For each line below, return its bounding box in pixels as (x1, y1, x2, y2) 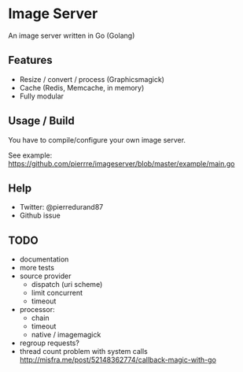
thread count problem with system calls (19, 347, 148, 356)
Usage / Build (8, 114, 75, 128)
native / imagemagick (31, 330, 101, 340)
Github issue (19, 210, 61, 221)
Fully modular (19, 91, 64, 101)
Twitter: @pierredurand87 (19, 203, 104, 212)
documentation (19, 255, 69, 264)
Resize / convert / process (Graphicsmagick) (19, 74, 165, 84)
